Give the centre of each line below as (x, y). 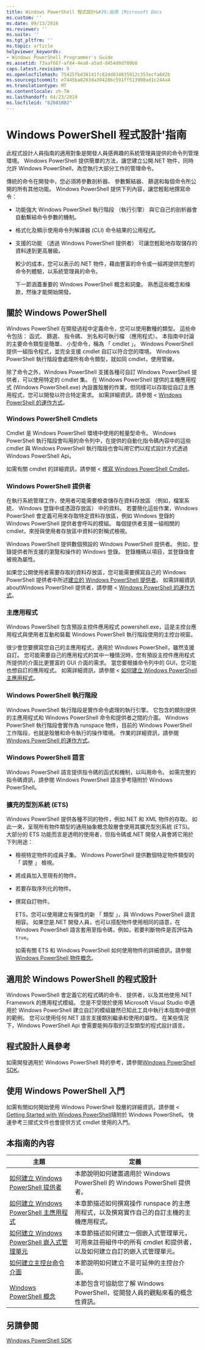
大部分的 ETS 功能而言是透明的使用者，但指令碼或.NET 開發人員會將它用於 (100, 834)
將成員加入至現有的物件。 (47, 876)
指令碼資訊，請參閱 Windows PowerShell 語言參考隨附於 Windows (89, 779)
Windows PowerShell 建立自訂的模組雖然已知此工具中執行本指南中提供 (107, 1010)
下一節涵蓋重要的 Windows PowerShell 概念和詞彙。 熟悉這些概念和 (100, 284)
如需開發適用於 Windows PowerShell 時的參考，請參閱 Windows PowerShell (101, 1062)
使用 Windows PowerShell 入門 (66, 1091)
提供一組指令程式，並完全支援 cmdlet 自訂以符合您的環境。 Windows (93, 352)
